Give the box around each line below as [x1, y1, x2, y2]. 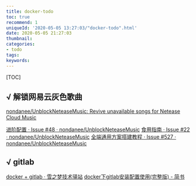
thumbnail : [6, 36, 33, 42]
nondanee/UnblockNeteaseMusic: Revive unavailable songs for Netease [6, 108, 180, 115]
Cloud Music [6, 114, 37, 121]
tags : [6, 52, 19, 58]
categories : [6, 42, 35, 47]
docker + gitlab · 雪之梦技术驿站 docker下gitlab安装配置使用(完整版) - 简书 [6, 173, 185, 180]
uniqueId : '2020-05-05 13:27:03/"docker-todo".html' [6, 25, 137, 31]
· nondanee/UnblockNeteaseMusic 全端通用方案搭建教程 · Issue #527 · [6, 133, 177, 140]
